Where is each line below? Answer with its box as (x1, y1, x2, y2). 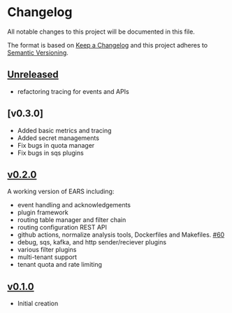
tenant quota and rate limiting (17, 260, 103, 269)
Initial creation (17, 299, 59, 308)
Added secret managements (17, 134, 100, 142)
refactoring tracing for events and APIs (17, 87, 129, 95)
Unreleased (7, 69, 59, 81)
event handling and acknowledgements (17, 201, 131, 209)
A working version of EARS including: (7, 187, 115, 196)
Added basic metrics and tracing (17, 126, 112, 134)
